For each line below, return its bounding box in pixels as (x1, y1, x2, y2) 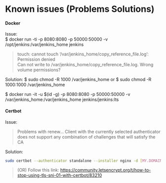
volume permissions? (17, 67, 61, 73)
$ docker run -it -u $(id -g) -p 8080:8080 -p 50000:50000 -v (5, 91, 130, 97)
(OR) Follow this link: (17, 167, 59, 173)
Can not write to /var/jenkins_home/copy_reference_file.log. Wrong (17, 62, 154, 68)
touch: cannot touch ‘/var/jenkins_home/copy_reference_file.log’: (17, 51, 149, 57)
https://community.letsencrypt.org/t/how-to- (60, 167, 151, 173)
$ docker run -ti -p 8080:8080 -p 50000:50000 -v (5, 36, 108, 43)
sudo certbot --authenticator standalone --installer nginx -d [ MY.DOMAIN (5, 158, 163, 163)
